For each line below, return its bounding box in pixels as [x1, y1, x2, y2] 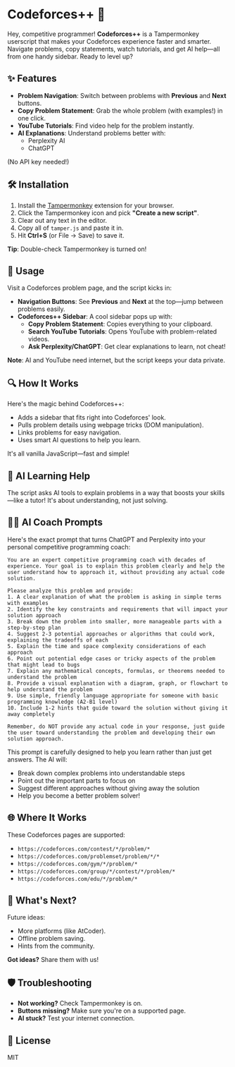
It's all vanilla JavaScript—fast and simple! [7, 449, 130, 458]
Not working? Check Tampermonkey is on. [17, 999, 143, 1008]
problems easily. [17, 305, 65, 313]
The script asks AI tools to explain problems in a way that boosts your [7, 489, 209, 496]
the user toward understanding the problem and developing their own [7, 729, 216, 736]
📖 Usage [7, 264, 44, 277]
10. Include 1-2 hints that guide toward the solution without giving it [7, 705, 229, 712]
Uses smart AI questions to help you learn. [17, 436, 141, 444]
